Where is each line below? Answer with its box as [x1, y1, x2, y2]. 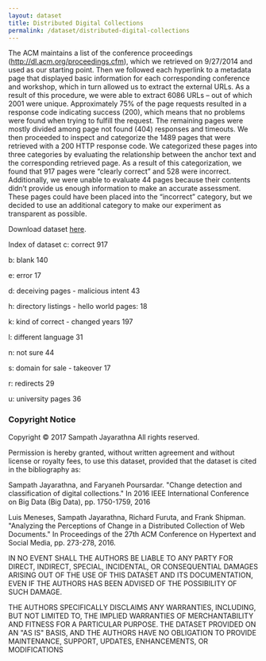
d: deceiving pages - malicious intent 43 [8, 286, 141, 295]
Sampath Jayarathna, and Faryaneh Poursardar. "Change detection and [8, 479, 242, 490]
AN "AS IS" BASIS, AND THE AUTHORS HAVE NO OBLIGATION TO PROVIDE [8, 628, 256, 637]
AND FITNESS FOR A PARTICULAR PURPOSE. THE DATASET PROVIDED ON [8, 619, 256, 629]
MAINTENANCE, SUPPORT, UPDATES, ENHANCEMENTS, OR [8, 636, 209, 646]
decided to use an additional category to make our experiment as [8, 201, 222, 210]
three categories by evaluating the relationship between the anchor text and [8, 150, 256, 159]
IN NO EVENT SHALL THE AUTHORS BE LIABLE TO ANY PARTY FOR [8, 553, 233, 562]
